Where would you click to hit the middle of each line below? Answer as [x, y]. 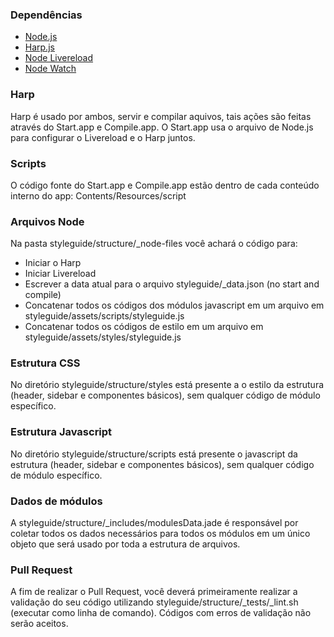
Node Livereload [59, 58]
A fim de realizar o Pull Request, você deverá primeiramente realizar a [154, 592]
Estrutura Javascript [61, 432]
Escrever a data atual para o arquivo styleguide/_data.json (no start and [172, 284]
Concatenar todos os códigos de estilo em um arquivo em [144, 327]
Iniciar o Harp [53, 263]
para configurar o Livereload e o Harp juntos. [103, 137]
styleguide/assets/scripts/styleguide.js [104, 316]
